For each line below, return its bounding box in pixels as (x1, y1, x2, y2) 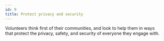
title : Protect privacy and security (5, 12, 83, 17)
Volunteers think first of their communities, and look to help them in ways (5, 25, 155, 31)
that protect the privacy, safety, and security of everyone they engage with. (5, 30, 160, 36)
